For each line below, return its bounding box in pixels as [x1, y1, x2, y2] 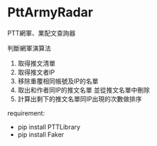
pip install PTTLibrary [17, 122, 80, 131]
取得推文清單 [17, 58, 55, 68]
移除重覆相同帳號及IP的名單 [17, 76, 99, 85]
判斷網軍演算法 [7, 43, 51, 52]
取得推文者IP [17, 68, 55, 76]
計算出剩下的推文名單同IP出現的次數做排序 [17, 94, 142, 103]
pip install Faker [17, 130, 65, 139]
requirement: [7, 108, 45, 118]
